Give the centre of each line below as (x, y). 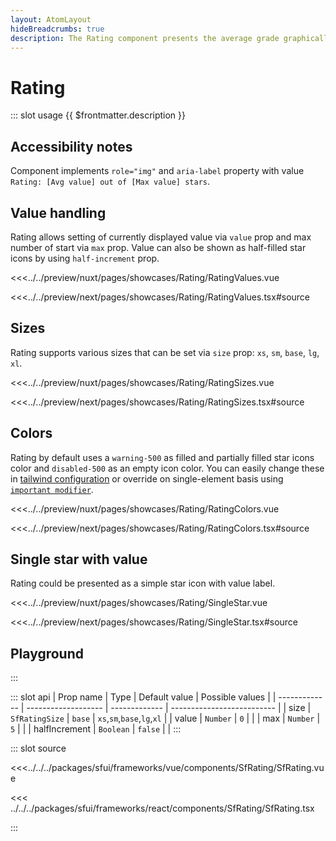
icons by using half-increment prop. (85, 258)
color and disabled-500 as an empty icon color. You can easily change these (167, 468)
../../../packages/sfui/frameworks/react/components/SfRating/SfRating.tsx (162, 808)
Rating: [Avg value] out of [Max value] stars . (110, 182)
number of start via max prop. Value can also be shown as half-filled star (158, 247)
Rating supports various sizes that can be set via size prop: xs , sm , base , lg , (165, 352)
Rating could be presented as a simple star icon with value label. (143, 583)
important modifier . (52, 489)
